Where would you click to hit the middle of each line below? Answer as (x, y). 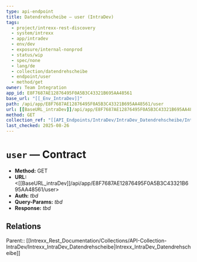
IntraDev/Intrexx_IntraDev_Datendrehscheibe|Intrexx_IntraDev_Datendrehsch (98, 247)
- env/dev (23, 44)
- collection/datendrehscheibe (50, 71)
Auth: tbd (26, 195)
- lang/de (23, 66)
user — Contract (46, 155)
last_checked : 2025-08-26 (38, 126)
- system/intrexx (33, 33)
